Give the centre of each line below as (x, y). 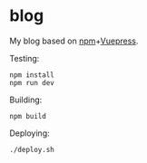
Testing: (24, 58)
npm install (32, 75)
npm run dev (32, 82)
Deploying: (29, 133)
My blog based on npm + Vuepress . (74, 41)
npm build (28, 116)
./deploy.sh (32, 149)
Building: (26, 100)
